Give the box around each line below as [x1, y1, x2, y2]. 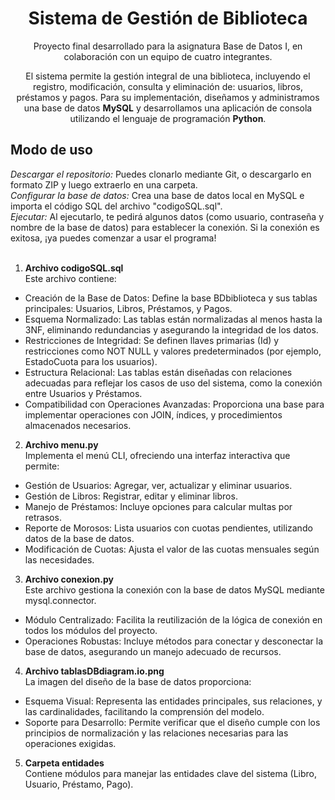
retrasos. [24, 511, 62, 523]
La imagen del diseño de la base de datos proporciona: [24, 675, 252, 687]
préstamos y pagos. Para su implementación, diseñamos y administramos [16, 91, 320, 103]
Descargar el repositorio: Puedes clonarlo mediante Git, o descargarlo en [10, 168, 312, 180]
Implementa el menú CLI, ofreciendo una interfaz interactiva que [24, 449, 291, 461]
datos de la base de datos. [24, 532, 135, 544]
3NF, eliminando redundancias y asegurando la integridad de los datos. [24, 323, 319, 336]
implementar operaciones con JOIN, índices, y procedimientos [24, 408, 283, 421]
